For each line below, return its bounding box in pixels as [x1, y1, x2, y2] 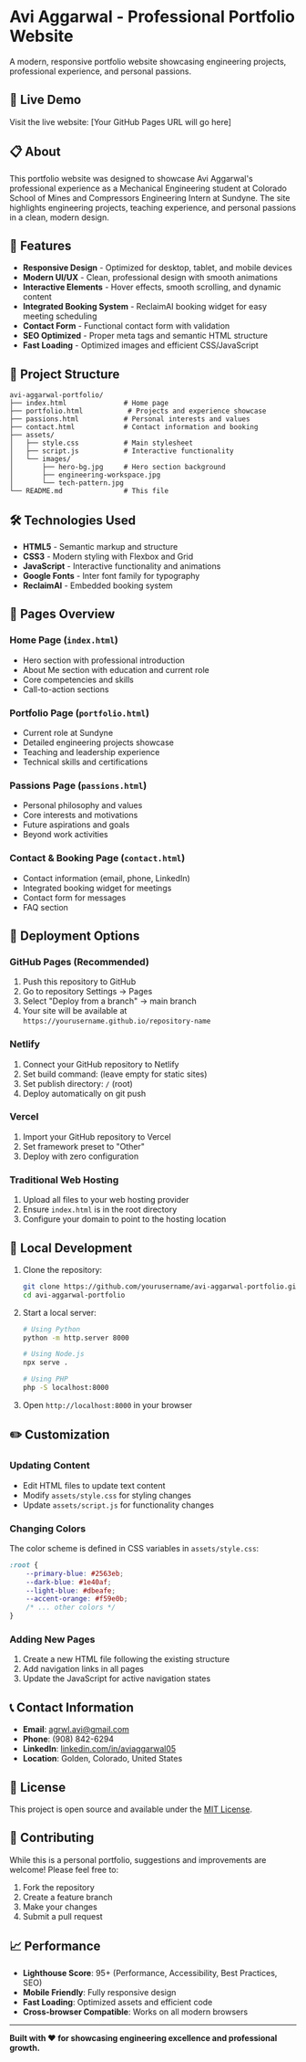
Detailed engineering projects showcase [22, 737, 175, 748]
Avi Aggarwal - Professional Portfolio [9, 6, 296, 27]
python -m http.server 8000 [22, 1333, 129, 1342]
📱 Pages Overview [9, 606, 116, 622]
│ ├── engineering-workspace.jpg [9, 470, 161, 480]
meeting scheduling [22, 310, 97, 321]
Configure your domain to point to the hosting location [22, 1214, 227, 1225]
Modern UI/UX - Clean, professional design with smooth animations [22, 272, 278, 283]
